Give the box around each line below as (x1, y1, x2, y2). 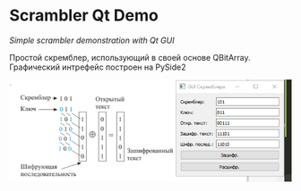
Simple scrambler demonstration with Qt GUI (9, 35, 175, 46)
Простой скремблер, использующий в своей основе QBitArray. (9, 52, 251, 62)
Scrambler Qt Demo (9, 5, 159, 26)
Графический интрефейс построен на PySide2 (9, 62, 186, 72)
